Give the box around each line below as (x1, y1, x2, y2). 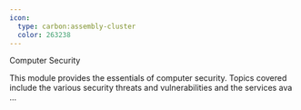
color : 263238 (17, 30, 71, 39)
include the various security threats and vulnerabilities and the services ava (9, 83, 293, 94)
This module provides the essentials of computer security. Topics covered (9, 73, 287, 84)
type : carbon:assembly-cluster (17, 22, 136, 31)
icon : (9, 13, 30, 23)
